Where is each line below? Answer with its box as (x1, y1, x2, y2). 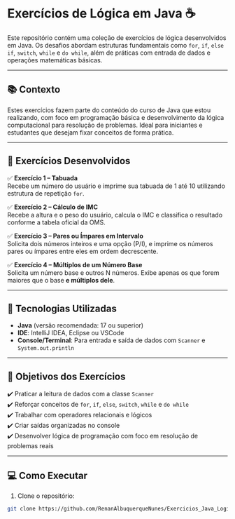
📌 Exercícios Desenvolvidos (7, 155, 131, 167)
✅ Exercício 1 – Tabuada (7, 173, 78, 182)
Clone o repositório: (17, 492, 75, 500)
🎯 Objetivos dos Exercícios (7, 370, 126, 382)
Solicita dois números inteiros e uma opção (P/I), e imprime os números (7, 239, 213, 248)
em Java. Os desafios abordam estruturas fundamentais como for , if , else (7, 41, 224, 49)
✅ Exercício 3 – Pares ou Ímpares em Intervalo (7, 231, 143, 240)
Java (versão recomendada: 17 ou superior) (17, 321, 144, 330)
